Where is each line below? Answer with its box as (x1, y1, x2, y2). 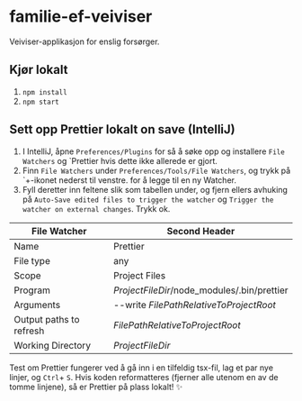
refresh (13, 324, 45, 337)
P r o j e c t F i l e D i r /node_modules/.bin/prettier (113, 284, 289, 296)
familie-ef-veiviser (9, 6, 153, 27)
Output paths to (13, 313, 80, 325)
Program (13, 284, 51, 296)
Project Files (113, 269, 166, 281)
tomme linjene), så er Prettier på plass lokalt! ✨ (9, 381, 183, 392)
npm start (22, 97, 60, 106)
